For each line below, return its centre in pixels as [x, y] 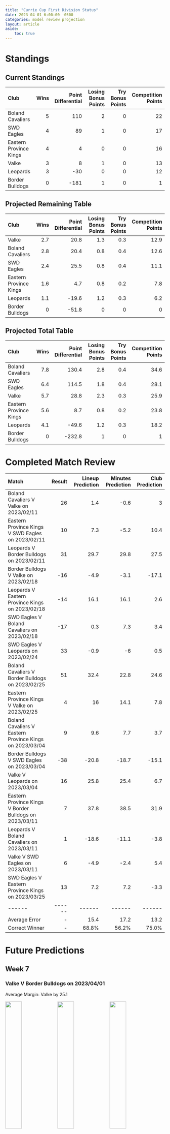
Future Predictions [45, 950]
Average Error [24, 920]
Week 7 [17, 969]
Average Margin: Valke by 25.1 [36, 995]
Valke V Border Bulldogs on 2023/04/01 [55, 984]
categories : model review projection [45, 19]
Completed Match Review [60, 462]
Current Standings [35, 78]
